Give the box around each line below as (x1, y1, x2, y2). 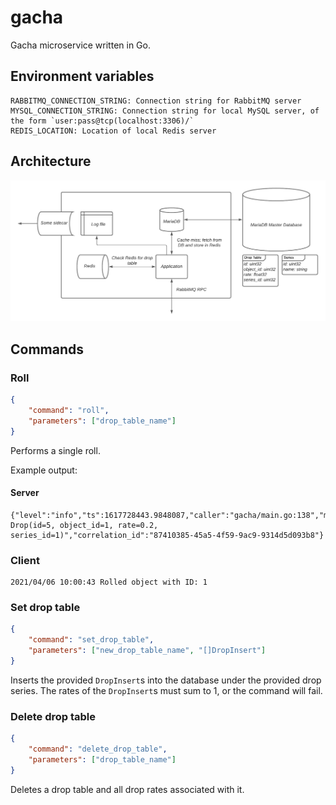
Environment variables (10, 68, 155, 85)
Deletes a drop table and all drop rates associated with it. (10, 783, 245, 795)
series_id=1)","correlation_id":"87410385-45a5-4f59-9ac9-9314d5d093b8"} (10, 530, 325, 540)
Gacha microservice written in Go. (10, 39, 151, 51)
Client (10, 553, 40, 567)
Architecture (10, 153, 92, 170)
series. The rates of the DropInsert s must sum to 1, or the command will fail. (10, 684, 323, 696)
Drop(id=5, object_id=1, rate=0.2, (10, 520, 159, 530)
